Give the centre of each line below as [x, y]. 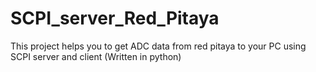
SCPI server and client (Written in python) [96, 56]
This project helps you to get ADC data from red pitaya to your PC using [158, 46]
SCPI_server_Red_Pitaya [115, 18]
